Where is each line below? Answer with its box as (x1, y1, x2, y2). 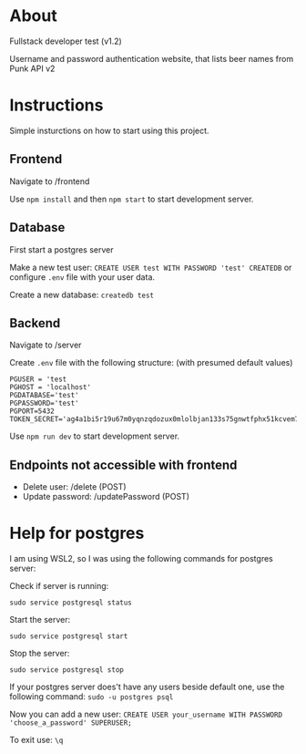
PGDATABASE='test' (9, 391, 79, 400)
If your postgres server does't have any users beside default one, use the (9, 681, 285, 693)
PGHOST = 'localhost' (9, 383, 92, 392)
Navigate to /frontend (9, 175, 90, 187)
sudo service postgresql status (9, 598, 132, 607)
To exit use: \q (9, 735, 64, 746)
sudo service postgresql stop (9, 666, 125, 675)
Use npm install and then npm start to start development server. (9, 193, 254, 204)
